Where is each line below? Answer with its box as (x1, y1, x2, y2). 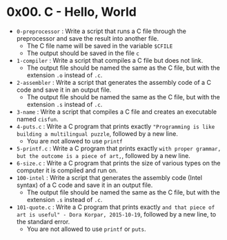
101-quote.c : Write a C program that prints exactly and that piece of (16, 203, 215, 211)
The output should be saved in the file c (26, 49, 139, 57)
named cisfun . (16, 114, 59, 123)
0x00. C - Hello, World (6, 4, 137, 20)
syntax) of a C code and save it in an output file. (16, 181, 153, 189)
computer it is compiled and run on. (16, 166, 118, 174)
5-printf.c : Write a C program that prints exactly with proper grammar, (16, 144, 221, 152)
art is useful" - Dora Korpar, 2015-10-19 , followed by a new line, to (16, 210, 217, 218)
